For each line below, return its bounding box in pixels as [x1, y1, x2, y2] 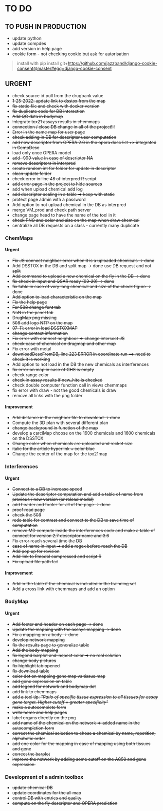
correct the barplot [12, 751, 50, 757]
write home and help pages [12, 709, 67, 715]
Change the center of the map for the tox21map [12, 451, 108, 457]
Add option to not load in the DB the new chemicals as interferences [12, 361, 149, 367]
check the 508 [12, 512, 41, 518]
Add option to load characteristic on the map [12, 294, 102, 299]
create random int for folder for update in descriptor [12, 165, 116, 171]
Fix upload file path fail [12, 559, 58, 565]
